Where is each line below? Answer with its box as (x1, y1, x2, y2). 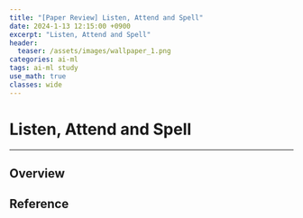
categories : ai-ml (9, 55, 78, 64)
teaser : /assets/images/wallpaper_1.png (17, 47, 171, 56)
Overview (9, 166, 66, 181)
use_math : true (9, 72, 67, 81)
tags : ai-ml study (9, 64, 78, 73)
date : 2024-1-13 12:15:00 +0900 (9, 22, 131, 31)
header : (9, 38, 39, 48)
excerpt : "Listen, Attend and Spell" (9, 30, 151, 39)
